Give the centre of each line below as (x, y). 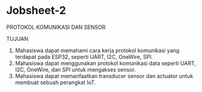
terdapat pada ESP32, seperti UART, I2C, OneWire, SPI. (84, 57)
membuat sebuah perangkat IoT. (55, 82)
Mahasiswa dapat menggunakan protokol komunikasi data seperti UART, (106, 63)
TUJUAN (17, 38)
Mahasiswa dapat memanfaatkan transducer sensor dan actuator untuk (104, 76)
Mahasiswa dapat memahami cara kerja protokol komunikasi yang (97, 50)
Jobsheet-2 (36, 11)
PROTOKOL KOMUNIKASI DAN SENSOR (56, 27)
